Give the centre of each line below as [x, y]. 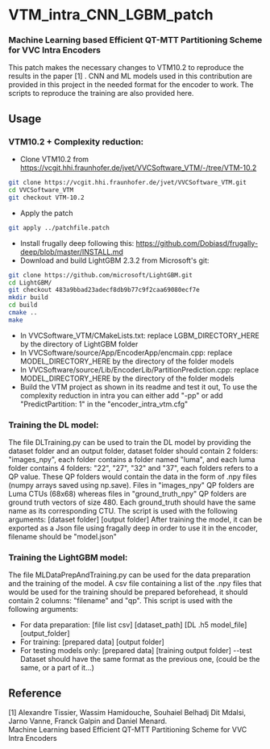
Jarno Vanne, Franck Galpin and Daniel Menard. [88, 721]
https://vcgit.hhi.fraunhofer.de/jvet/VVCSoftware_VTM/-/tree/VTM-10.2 [138, 168]
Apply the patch [47, 213]
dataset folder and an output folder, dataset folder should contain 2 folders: [133, 451]
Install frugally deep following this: [77, 243]
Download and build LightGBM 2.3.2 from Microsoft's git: [114, 260]
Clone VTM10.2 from [54, 160]
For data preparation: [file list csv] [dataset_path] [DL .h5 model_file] [133, 625]
